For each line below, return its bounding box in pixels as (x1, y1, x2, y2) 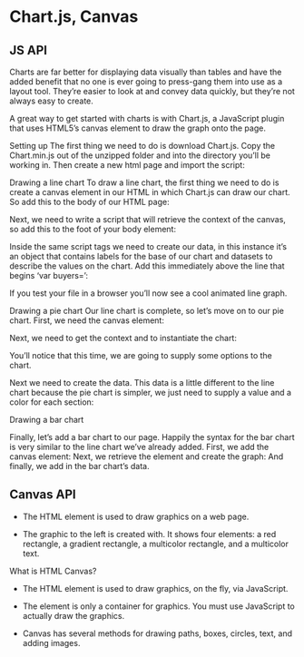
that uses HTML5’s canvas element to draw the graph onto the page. (9, 123, 266, 133)
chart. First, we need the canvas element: (9, 315, 165, 326)
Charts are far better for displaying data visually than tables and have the (9, 66, 282, 77)
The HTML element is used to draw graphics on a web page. (22, 511, 250, 522)
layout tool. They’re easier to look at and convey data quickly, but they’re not (9, 86, 295, 96)
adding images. (22, 637, 81, 648)
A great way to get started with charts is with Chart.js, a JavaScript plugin (9, 113, 285, 123)
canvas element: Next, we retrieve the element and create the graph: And (9, 451, 284, 462)
